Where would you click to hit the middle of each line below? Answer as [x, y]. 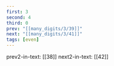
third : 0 [17, 23]
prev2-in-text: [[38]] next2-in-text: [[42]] [58, 57]
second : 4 [19, 17]
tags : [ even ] [23, 40]
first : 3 [17, 12]
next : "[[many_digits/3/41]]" [45, 34]
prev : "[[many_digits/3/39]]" [45, 28]
